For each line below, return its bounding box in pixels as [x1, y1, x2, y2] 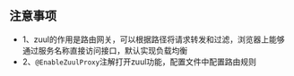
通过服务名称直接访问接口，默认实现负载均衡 [22, 45, 188, 55]
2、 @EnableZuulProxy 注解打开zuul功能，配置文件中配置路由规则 [22, 56, 257, 67]
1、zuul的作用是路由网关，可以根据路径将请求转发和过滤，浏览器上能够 [22, 34, 285, 45]
